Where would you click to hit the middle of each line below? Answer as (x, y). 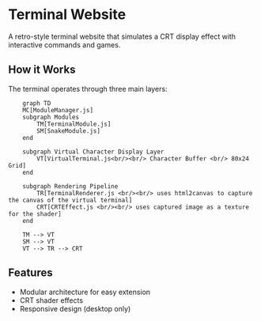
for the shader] (35, 214)
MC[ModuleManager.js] (58, 110)
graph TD (37, 103)
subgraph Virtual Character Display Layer (93, 152)
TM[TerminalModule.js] (74, 124)
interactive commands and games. (64, 44)
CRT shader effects (51, 300)
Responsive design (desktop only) (75, 308)
